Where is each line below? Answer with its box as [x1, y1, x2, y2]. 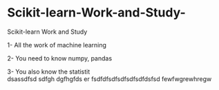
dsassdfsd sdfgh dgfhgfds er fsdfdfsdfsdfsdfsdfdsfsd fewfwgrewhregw [7, 74, 212, 83]
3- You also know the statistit [7, 67, 91, 76]
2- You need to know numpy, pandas [7, 54, 113, 63]
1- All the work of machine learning [7, 41, 107, 49]
